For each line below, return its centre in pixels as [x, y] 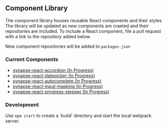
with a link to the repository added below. [48, 36]
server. [13, 121]
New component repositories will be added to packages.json [68, 46]
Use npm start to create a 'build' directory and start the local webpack [78, 116]
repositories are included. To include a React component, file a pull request [83, 31]
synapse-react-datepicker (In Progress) [54, 76]
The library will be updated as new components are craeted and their [77, 26]
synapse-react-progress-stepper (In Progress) [61, 92]
